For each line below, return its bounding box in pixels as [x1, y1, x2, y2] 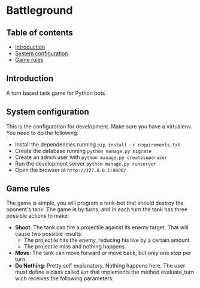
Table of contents [6, 28, 73, 38]
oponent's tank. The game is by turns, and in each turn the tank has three [6, 206, 187, 213]
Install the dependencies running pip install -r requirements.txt [14, 140, 181, 148]
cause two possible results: [14, 230, 83, 238]
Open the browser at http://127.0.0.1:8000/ [14, 166, 127, 173]
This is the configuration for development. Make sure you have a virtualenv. [6, 122, 193, 130]
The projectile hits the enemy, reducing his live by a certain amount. [23, 236, 192, 244]
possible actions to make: [6, 212, 69, 220]
